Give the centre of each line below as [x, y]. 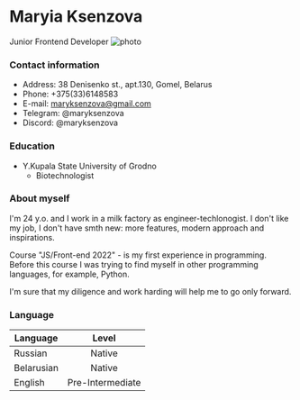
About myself [40, 198]
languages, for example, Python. [70, 274]
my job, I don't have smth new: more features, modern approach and [137, 228]
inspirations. [32, 237]
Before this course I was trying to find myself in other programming [134, 264]
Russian [31, 353]
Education [32, 146]
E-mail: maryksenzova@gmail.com [86, 104]
